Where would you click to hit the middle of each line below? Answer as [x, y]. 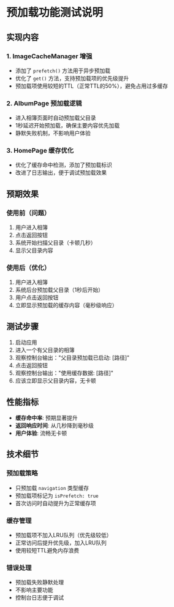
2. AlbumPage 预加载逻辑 [44, 103]
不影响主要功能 [34, 590]
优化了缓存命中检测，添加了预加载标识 [63, 165]
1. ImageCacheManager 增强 [49, 56]
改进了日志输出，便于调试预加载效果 [61, 173]
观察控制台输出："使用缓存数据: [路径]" [64, 373]
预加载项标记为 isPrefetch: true [57, 495]
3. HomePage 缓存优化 [40, 151]
